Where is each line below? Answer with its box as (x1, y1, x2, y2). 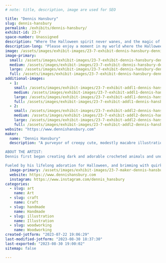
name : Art (14, 191, 35, 196)
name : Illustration (14, 218, 54, 223)
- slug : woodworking (9, 223, 52, 228)
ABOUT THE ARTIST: (5, 150, 43, 155)
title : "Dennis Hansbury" (5, 16, 58, 21)
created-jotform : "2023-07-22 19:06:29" (5, 232, 90, 237)
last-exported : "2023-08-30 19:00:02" (5, 241, 85, 246)
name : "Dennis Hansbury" (9, 136, 61, 141)
